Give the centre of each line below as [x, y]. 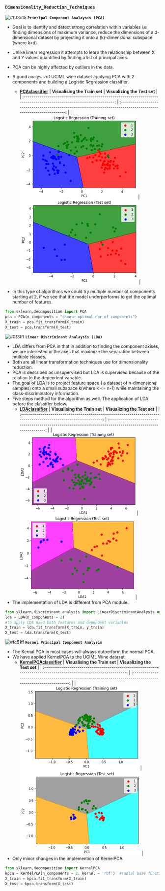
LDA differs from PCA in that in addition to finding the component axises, [86, 346]
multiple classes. [29, 357]
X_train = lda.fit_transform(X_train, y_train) [55, 627]
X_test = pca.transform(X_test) [38, 327]
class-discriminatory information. [46, 393]
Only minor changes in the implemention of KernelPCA [67, 858]
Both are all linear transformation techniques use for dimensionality [80, 362]
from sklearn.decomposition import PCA [46, 312]
